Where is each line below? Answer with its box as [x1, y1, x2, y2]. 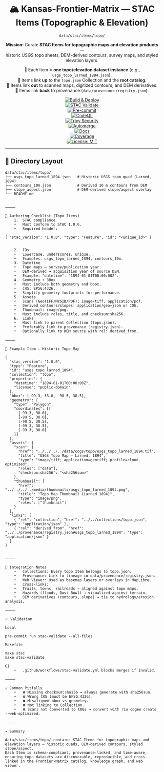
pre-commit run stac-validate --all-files [5, 633, 93, 639]
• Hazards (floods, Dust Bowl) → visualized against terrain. [14, 590, 147, 595]
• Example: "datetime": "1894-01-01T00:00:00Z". [14, 273, 119, 278]
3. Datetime [14, 260, 41, 265]
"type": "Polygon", [14, 402, 54, 407]
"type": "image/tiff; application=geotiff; [18, 457, 108, 462]
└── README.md [5, 191, 34, 196]
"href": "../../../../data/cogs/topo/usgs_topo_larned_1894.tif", [18, 449, 156, 454]
